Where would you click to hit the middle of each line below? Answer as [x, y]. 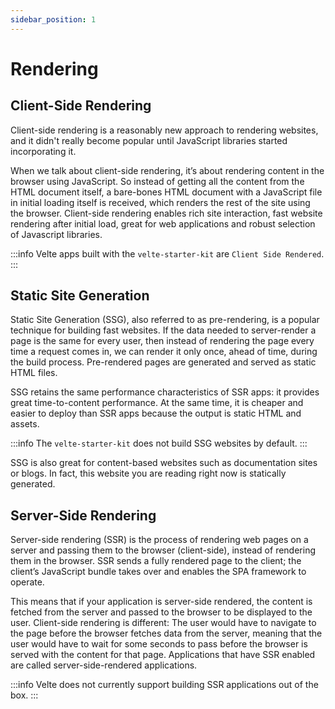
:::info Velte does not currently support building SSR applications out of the [164, 685]
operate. [27, 582]
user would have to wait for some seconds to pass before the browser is [159, 644]
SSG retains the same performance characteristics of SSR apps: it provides [165, 392]
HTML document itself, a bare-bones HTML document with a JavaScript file [166, 192]
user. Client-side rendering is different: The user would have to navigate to [163, 623]
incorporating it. [43, 151]
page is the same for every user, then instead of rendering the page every [162, 341]
